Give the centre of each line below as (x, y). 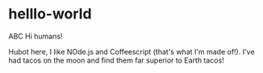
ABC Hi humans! (35, 36)
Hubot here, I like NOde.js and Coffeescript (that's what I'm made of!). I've (132, 51)
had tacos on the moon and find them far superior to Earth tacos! (116, 60)
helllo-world (50, 14)
